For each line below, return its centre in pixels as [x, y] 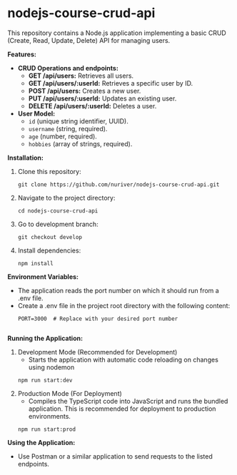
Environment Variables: [43, 277]
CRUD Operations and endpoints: [68, 68]
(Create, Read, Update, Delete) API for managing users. [89, 40]
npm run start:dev [45, 380]
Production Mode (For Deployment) [70, 393]
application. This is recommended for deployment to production [122, 409]
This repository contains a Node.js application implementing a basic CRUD [117, 33]
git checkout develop [50, 237]
